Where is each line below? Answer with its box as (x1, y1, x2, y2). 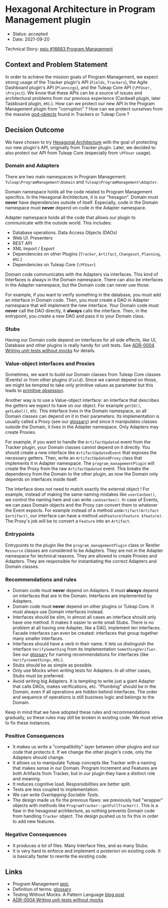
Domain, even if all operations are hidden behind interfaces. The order (12, 689, 158, 695)
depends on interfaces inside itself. (5, 476, 78, 483)
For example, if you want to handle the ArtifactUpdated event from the (5, 439, 151, 445)
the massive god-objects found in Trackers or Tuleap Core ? (5, 111, 129, 117)
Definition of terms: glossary (12, 886, 72, 892)
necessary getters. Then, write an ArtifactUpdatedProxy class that (5, 455, 142, 461)
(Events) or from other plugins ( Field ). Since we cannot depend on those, (5, 377, 157, 383)
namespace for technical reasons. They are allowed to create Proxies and (5, 552, 157, 558)
